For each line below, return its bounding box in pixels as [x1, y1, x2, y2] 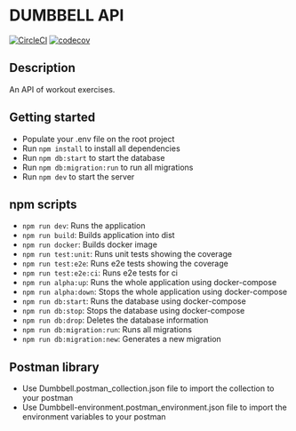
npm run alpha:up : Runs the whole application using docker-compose [21, 277, 277, 288]
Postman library [9, 359, 100, 374]
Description [9, 60, 76, 76]
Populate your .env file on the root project [21, 133, 175, 144]
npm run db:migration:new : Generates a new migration [21, 334, 222, 345]
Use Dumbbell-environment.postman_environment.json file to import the [21, 402, 287, 413]
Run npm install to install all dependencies [21, 143, 180, 154]
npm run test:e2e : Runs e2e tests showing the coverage [21, 259, 228, 269]
